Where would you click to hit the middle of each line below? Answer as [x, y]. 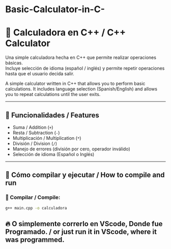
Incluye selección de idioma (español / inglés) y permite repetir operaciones [85, 68]
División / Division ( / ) [35, 143]
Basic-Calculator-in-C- [55, 9]
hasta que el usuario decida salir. [40, 74]
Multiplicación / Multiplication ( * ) [47, 138]
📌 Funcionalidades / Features [52, 115]
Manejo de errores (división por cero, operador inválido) [72, 149]
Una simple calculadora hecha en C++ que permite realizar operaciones [81, 57]
